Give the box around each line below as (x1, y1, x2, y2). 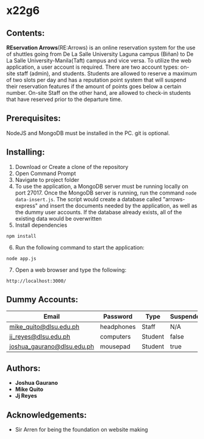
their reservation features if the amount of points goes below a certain (6, 83, 182, 90)
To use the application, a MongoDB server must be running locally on (15, 182, 188, 190)
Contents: (6, 28, 45, 38)
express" (15, 202, 38, 209)
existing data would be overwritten (15, 215, 102, 222)
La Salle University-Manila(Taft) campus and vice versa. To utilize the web (6, 57, 192, 64)
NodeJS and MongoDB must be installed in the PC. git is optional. (6, 129, 170, 137)
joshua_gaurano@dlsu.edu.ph (9, 342, 94, 351)
